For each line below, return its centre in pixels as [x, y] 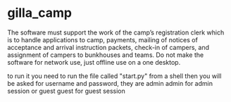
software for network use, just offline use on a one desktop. [94, 62]
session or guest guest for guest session [66, 91]
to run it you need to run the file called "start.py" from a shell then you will [114, 76]
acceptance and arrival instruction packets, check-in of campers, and [108, 47]
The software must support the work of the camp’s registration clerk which [116, 32]
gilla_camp [40, 13]
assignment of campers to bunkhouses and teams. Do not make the [106, 55]
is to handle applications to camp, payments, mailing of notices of [103, 39]
